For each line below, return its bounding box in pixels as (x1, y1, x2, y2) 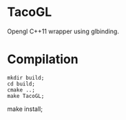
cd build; (7, 80, 36, 87)
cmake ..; (7, 86, 36, 94)
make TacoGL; (7, 92, 45, 99)
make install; (7, 105, 43, 113)
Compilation (7, 51, 78, 67)
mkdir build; (7, 74, 45, 81)
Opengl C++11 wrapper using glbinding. (7, 27, 119, 35)
